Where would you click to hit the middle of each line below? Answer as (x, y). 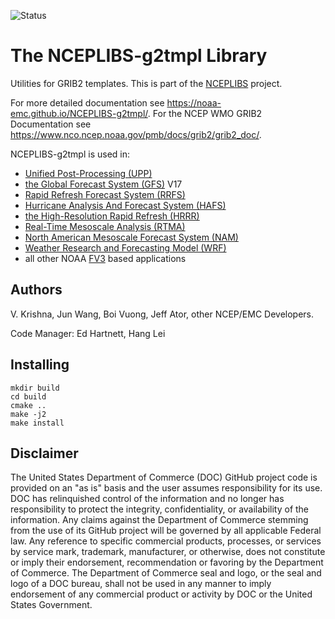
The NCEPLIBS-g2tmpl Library (139, 56)
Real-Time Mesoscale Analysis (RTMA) (105, 226)
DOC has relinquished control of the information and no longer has (147, 499)
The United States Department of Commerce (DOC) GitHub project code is (164, 477)
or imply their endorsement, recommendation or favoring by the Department (167, 562)
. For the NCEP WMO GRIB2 (205, 113)
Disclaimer (44, 453)
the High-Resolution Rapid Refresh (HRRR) (112, 216)
